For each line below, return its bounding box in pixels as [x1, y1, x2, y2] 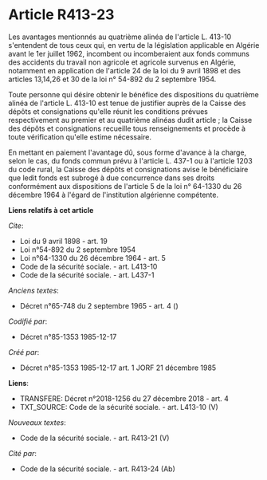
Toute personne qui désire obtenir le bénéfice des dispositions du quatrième [8, 89, 259, 99]
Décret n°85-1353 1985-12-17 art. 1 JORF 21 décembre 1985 [19, 363, 217, 372]
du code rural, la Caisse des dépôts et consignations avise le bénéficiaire [8, 164, 249, 174]
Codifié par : [8, 317, 48, 326]
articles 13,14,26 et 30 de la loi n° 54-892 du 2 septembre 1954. [8, 74, 217, 84]
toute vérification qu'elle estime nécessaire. [8, 132, 151, 141]
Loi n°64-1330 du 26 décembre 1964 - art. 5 [19, 253, 166, 262]
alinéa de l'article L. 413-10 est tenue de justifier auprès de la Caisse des [8, 98, 246, 108]
